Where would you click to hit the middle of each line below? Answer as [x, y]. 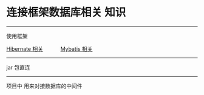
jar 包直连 [18, 67]
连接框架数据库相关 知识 [66, 12]
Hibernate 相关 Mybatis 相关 [49, 48]
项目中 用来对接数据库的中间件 [44, 86]
